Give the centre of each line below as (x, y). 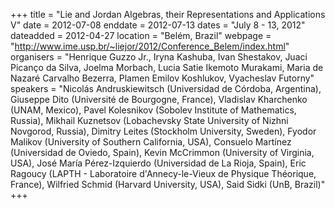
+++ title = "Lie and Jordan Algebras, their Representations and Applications (168, 14)
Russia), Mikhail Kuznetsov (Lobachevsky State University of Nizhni (149, 120)
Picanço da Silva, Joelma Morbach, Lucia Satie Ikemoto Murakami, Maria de (167, 67)
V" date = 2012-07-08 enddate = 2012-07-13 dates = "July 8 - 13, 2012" (158, 25)
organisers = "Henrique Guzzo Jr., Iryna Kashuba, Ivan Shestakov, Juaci (159, 57)
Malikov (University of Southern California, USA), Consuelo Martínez (151, 142)
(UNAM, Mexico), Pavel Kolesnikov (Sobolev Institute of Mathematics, (153, 110)
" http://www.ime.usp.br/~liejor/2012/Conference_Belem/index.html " (150, 46)
